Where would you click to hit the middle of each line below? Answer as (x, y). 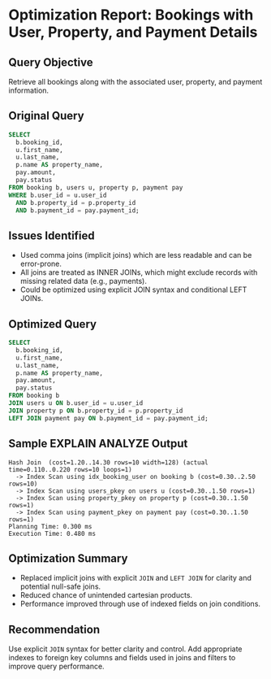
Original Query (46, 116)
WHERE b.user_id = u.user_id (58, 195)
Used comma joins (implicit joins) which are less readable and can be (136, 255)
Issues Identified (52, 235)
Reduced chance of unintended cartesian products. (106, 595)
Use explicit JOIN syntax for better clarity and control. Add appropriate (125, 649)
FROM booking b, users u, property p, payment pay (96, 187)
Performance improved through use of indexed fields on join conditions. (140, 604)
